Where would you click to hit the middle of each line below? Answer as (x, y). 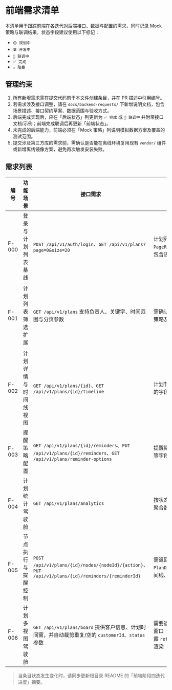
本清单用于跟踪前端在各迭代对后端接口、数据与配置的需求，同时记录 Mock (84, 26)
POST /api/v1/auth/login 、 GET (70, 244)
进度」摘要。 (31, 682)
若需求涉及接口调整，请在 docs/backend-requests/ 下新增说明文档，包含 (89, 104)
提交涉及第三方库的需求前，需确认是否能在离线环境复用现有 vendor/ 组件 (89, 142)
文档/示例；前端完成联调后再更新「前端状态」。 (62, 123)
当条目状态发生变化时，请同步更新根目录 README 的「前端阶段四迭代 (91, 675)
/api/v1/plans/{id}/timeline (69, 392)
